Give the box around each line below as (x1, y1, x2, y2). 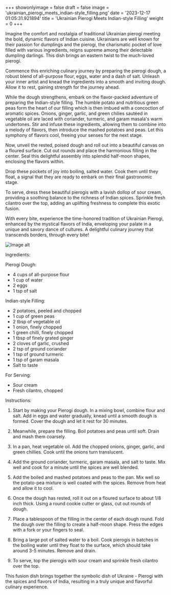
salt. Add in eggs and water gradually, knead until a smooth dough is (12, 413, 157, 419)
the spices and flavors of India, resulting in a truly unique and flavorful (5, 579, 153, 584)
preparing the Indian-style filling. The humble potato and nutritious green (5, 99, 159, 106)
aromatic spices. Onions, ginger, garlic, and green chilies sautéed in (5, 110, 148, 116)
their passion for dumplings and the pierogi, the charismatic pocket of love (5, 42, 162, 48)
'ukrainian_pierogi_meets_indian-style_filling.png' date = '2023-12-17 (5, 10, 151, 16)
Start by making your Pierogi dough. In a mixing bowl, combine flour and (12, 407, 165, 413)
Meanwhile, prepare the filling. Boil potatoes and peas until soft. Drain (12, 428, 160, 434)
